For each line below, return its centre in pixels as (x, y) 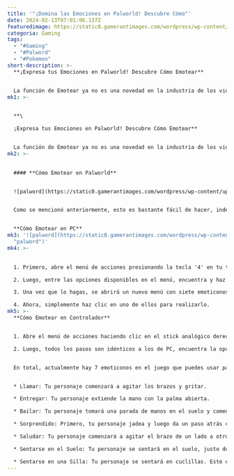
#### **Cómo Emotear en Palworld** (65, 173)
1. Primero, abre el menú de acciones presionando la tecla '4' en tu (118, 267)
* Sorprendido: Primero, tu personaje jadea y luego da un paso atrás (118, 424)
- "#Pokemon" (32, 59)
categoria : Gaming (34, 33)
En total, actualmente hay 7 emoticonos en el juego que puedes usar (116, 367)
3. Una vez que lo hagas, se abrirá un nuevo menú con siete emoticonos (121, 292)
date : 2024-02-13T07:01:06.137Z (54, 20)
